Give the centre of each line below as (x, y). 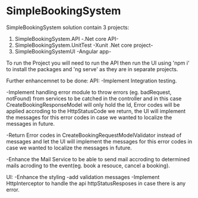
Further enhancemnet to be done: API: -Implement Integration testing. (92, 81)
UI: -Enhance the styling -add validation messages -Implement (83, 177)
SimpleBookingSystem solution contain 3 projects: (68, 27)
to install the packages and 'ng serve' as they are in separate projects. (92, 69)
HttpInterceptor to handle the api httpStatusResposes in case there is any (96, 183)
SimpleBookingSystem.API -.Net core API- (67, 39)
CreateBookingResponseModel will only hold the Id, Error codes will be (93, 104)
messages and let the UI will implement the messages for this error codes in (99, 141)
